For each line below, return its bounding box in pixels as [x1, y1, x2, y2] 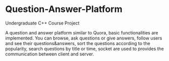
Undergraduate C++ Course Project [5, 20, 80, 26]
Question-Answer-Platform [5, 3, 122, 15]
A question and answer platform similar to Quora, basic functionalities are [5, 29, 158, 35]
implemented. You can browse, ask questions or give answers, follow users [5, 35, 162, 41]
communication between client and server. [5, 51, 95, 57]
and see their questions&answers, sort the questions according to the [5, 40, 150, 46]
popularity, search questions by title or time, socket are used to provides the [5, 45, 164, 51]
